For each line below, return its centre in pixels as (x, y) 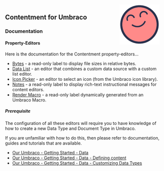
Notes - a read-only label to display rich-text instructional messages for (84, 84)
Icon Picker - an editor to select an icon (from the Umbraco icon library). (85, 79)
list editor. (22, 74)
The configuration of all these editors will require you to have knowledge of (81, 123)
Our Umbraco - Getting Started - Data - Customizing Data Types (77, 163)
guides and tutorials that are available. (44, 143)
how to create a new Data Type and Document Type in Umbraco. (70, 128)
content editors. (28, 89)
